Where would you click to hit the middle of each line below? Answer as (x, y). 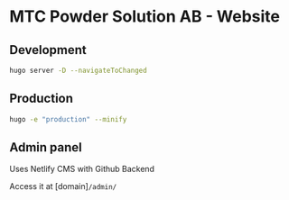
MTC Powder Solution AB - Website (145, 17)
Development (48, 50)
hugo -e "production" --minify (68, 119)
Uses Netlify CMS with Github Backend (82, 169)
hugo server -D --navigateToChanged (78, 70)
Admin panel (46, 147)
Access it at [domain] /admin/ (63, 186)
